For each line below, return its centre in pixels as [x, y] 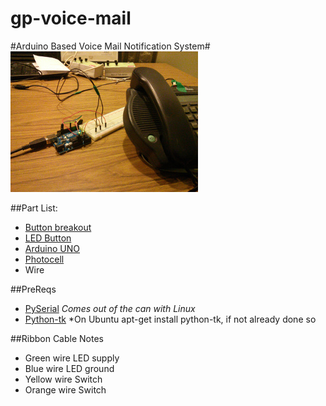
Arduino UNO [52, 248]
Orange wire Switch [65, 389]
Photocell [44, 259]
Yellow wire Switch [63, 379]
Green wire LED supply [72, 358]
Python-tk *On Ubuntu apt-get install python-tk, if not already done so [170, 319]
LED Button [48, 238]
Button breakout [58, 227]
